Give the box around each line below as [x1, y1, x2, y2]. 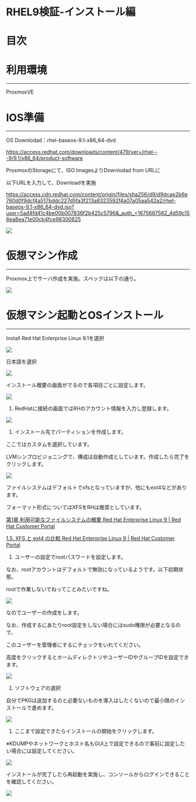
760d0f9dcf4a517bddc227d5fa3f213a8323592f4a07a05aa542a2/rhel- [6, 197, 176, 204]
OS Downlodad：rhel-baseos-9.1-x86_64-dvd [6, 137, 116, 144]
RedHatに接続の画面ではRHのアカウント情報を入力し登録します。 [14, 405, 172, 412]
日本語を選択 [6, 358, 37, 365]
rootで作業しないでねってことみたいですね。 [6, 586, 113, 593]
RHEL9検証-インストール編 [6, 5, 136, 19]
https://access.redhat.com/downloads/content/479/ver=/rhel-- [6, 149, 158, 156]
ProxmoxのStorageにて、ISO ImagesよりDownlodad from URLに [6, 167, 160, 174]
